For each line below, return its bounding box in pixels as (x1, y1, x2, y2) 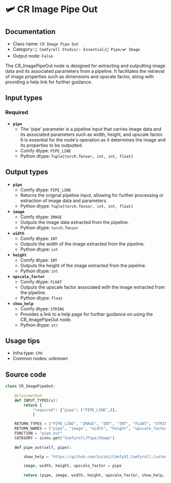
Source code (5, 370, 47, 379)
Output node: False (12, 53, 53, 59)
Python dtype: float (20, 295, 63, 301)
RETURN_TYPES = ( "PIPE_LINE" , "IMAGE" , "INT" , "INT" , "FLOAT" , (14, 421, 152, 427)
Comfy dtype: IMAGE (20, 214, 62, 220)
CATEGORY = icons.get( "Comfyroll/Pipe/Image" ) (14, 435, 115, 440)
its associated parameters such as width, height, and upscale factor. (20, 131, 164, 137)
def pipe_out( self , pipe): (14, 445, 72, 450)
